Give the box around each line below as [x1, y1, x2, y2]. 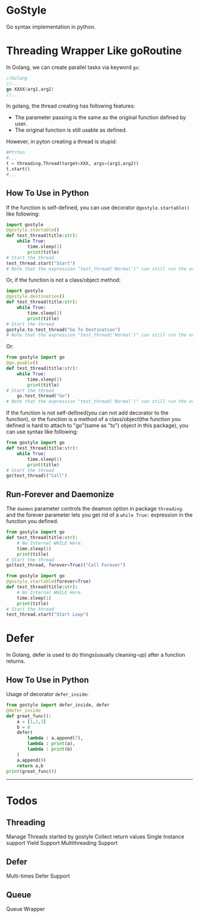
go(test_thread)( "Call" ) [6, 473, 68, 479]
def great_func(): [6, 713, 52, 719]
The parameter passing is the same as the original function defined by [14, 114, 187, 121]
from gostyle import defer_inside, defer [6, 702, 110, 708]
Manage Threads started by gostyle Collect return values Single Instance [6, 833, 185, 840]
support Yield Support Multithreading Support [6, 840, 118, 847]
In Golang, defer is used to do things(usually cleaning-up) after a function [6, 651, 185, 659]
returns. [6, 657, 25, 665]
